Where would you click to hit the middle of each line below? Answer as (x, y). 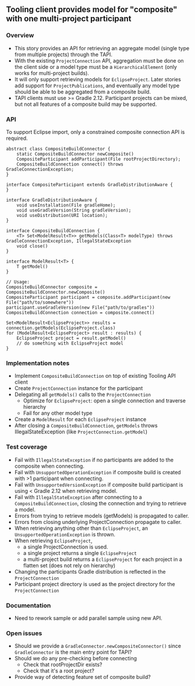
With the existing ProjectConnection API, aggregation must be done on (99, 60)
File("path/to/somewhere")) (40, 302)
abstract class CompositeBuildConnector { (58, 149)
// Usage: (18, 282)
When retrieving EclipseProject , (54, 540)
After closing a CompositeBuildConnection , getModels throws (86, 426)
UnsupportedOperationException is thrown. (65, 534)
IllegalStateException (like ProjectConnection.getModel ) (81, 432)
